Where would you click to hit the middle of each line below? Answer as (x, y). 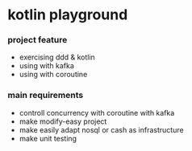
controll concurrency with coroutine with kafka (97, 112)
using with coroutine (53, 75)
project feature (38, 40)
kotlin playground (68, 15)
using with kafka (46, 66)
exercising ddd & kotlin (57, 57)
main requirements (46, 96)
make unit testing (48, 138)
